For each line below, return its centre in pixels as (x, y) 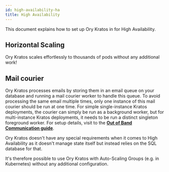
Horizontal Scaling (35, 45)
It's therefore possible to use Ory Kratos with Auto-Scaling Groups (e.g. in (82, 159)
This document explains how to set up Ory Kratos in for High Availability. (80, 29)
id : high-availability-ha (32, 10)
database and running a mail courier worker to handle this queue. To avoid (83, 96)
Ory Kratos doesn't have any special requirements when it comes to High (81, 138)
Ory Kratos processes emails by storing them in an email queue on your (80, 91)
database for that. (24, 149)
